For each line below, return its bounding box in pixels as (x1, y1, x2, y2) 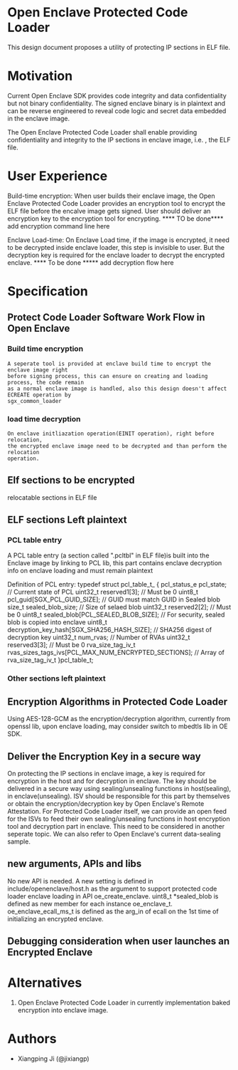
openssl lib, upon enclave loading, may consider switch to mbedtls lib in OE (7, 722, 228, 730)
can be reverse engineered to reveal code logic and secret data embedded (7, 106, 227, 115)
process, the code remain (7, 379, 84, 386)
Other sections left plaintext (7, 673, 107, 683)
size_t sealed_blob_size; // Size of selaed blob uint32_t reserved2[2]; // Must (7, 603, 232, 612)
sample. (7, 837, 31, 846)
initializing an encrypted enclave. (7, 914, 104, 923)
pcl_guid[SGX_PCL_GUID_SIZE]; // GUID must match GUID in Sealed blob (7, 595, 221, 604)
